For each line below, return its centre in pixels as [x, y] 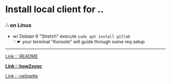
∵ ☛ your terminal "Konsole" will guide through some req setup [79, 42]
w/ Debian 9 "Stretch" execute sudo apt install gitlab [72, 36]
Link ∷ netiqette [22, 76]
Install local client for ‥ [54, 9]
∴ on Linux [18, 25]
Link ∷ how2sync [24, 66]
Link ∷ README [22, 57]
